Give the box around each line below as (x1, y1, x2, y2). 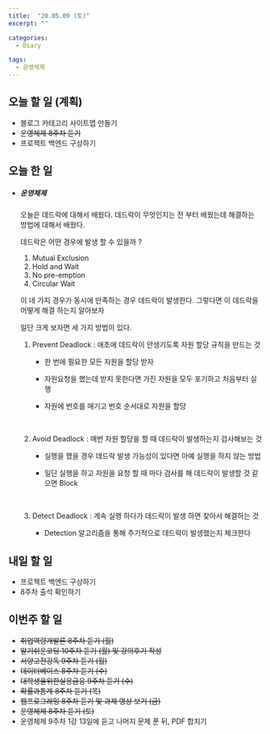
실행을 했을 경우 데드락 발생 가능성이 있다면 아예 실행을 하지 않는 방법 (44, 451, 262, 461)
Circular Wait (31, 279, 75, 288)
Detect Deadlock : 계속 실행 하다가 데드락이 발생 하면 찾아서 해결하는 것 (31, 511, 260, 520)
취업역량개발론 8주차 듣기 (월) (19, 636, 114, 645)
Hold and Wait (31, 262, 79, 272)
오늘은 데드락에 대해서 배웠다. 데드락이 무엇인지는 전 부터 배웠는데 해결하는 (19, 210, 255, 220)
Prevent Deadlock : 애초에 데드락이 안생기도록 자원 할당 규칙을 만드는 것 (31, 340, 261, 350)
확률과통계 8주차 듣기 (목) (19, 686, 102, 695)
